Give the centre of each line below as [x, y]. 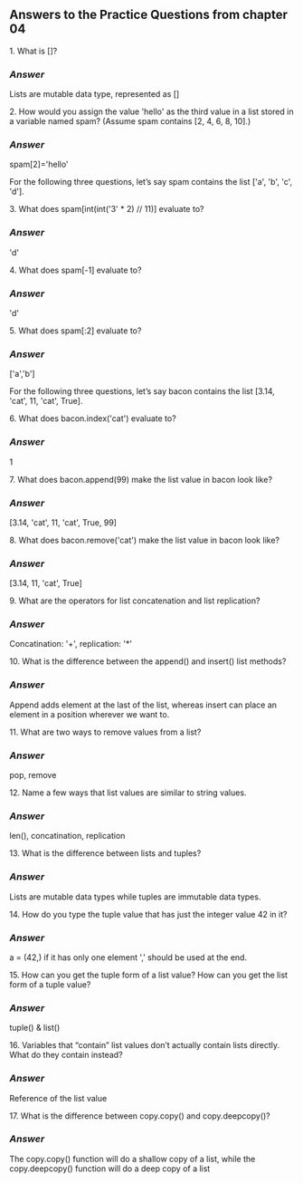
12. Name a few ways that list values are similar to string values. [128, 793]
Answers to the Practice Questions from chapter [148, 15]
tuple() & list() [35, 1028]
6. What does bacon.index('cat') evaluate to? [93, 418]
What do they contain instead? [66, 1055]
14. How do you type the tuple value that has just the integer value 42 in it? [148, 914]
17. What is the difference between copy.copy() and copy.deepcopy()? [140, 1116]
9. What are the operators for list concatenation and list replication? [135, 601]
